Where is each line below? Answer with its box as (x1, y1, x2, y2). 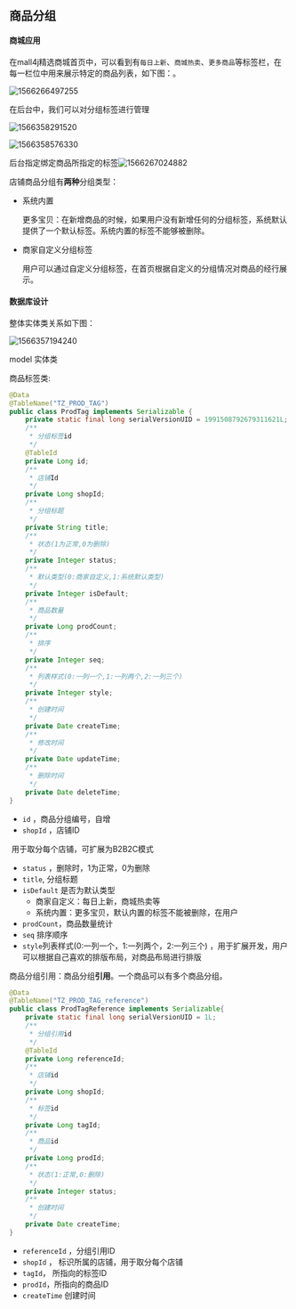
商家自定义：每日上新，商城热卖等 (35, 896, 161, 907)
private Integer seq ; (25, 655, 105, 664)
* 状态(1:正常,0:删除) (28, 1170, 105, 1179)
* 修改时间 (28, 738, 64, 747)
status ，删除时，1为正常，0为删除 (21, 862, 151, 873)
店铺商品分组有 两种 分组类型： (9, 176, 118, 187)
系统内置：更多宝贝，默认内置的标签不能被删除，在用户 (35, 907, 238, 917)
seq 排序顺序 (21, 929, 68, 939)
